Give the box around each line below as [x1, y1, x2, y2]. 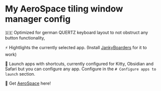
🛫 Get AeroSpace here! [5, 80, 51, 86]
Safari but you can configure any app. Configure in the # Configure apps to [5, 66, 157, 72]
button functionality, [5, 35, 45, 40]
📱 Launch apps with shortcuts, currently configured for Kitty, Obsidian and [5, 61, 154, 66]
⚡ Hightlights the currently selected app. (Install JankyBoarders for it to [5, 44, 147, 50]
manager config [5, 13, 71, 25]
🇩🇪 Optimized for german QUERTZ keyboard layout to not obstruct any [5, 29, 148, 35]
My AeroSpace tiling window [5, 3, 123, 14]
